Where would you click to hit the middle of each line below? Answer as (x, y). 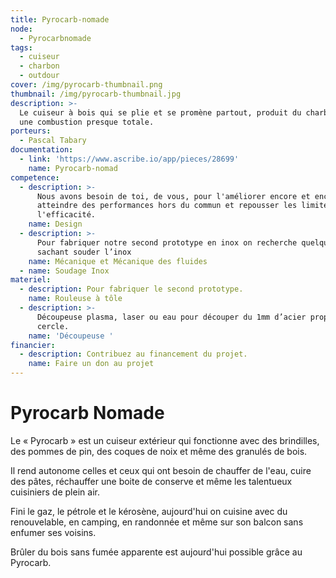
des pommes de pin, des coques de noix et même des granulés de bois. (159, 451)
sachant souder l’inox (84, 252)
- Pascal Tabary (53, 141)
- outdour (39, 76)
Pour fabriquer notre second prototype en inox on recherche (167, 242)
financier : (33, 345)
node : (21, 29)
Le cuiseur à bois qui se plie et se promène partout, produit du (160, 112)
